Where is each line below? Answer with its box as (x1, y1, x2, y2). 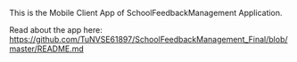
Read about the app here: (9, 25, 103, 35)
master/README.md (9, 43, 85, 54)
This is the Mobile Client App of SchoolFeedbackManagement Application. (9, 8, 283, 18)
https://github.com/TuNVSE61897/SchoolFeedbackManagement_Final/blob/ (9, 35, 288, 44)
